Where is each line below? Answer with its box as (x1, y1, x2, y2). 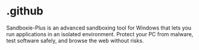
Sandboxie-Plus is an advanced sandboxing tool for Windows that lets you (6, 24, 192, 31)
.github (6, 4, 44, 18)
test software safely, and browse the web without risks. (6, 37, 144, 44)
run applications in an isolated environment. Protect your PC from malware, (6, 30, 194, 37)
